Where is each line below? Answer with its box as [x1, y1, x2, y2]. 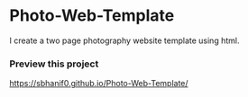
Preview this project [9, 57, 99, 70]
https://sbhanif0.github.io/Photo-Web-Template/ [9, 78, 188, 89]
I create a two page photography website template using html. [9, 35, 240, 46]
